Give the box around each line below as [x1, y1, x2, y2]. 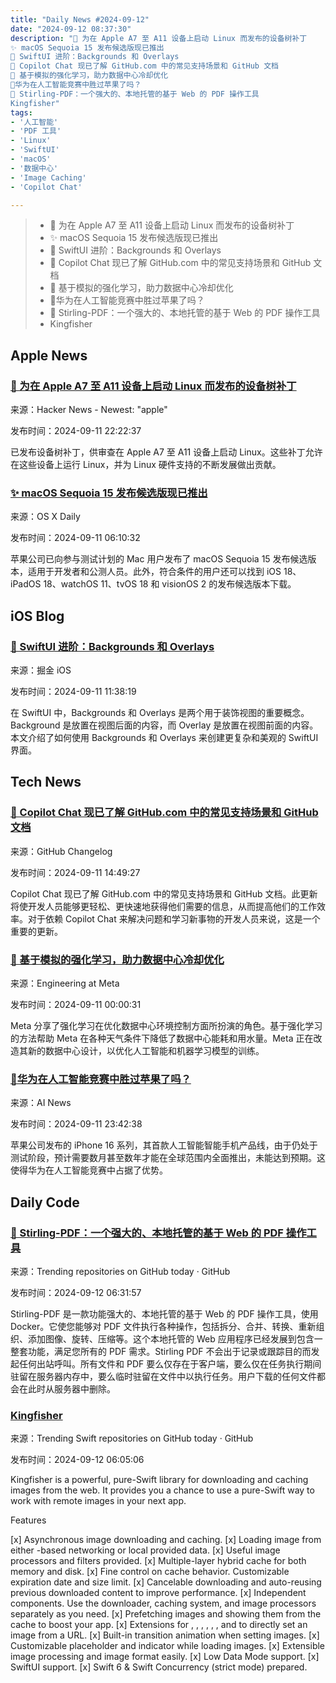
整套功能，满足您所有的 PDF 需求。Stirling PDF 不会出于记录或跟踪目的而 [10, 1346, 312, 1358]
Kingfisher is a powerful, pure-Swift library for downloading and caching [10, 1474, 309, 1486]
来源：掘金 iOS [10, 664, 72, 676]
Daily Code [10, 1194, 80, 1211]
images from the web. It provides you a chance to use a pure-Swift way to [10, 1484, 315, 1496]
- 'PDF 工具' [10, 126, 62, 136]
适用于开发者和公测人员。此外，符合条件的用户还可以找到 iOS [27, 566, 282, 578]
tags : [10, 107, 33, 118]
